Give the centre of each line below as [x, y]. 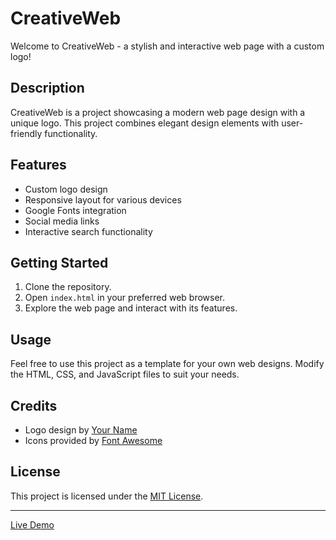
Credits [34, 405]
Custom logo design [66, 189]
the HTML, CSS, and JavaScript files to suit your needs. [125, 374]
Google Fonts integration [75, 210]
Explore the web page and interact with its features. [131, 308]
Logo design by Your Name [81, 430]
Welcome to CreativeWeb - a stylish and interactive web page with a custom [167, 46]
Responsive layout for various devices [103, 199]
